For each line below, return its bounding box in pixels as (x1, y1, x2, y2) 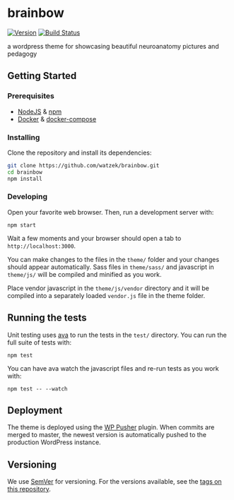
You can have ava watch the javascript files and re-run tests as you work (7, 364, 219, 372)
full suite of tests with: (7, 338, 72, 347)
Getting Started (7, 70, 77, 82)
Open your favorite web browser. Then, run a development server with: (7, 208, 214, 216)
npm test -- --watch (7, 385, 69, 393)
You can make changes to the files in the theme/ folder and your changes (7, 255, 220, 263)
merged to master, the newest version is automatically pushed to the (7, 431, 207, 439)
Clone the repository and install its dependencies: (7, 148, 152, 157)
